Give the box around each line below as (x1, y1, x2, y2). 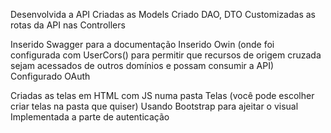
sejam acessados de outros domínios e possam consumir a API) (10, 60, 275, 71)
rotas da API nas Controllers (10, 19, 126, 31)
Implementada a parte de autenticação (10, 111, 170, 123)
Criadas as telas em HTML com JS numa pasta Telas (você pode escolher (10, 90, 315, 101)
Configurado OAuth (10, 70, 91, 82)
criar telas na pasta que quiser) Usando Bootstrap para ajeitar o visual (10, 100, 299, 112)
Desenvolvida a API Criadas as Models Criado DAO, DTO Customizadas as (10, 9, 316, 20)
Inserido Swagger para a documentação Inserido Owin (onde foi (10, 39, 275, 50)
